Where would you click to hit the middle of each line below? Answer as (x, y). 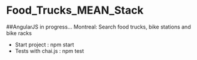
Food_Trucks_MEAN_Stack (75, 10)
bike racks (19, 33)
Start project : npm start (44, 45)
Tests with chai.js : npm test (49, 50)
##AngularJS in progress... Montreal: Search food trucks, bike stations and (98, 27)
